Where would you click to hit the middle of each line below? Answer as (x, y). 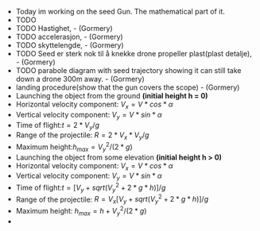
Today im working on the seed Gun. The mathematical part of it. (120, 12)
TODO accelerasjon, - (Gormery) (69, 37)
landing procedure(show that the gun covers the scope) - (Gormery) (128, 87)
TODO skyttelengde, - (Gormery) (70, 45)
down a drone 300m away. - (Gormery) (80, 79)
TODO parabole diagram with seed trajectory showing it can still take (128, 70)
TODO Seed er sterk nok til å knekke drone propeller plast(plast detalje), (134, 54)
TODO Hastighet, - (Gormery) (64, 28)
